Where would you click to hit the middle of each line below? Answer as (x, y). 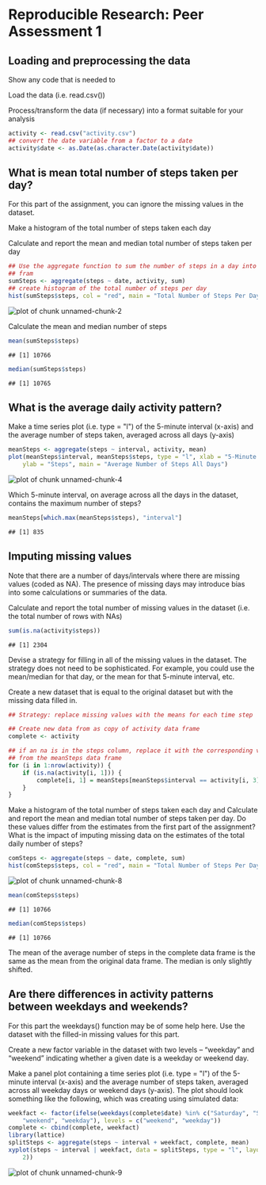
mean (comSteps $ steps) (44, 896)
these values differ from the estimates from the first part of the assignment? (132, 827)
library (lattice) (37, 1135)
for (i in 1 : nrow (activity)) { (60, 765)
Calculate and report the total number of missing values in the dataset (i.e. (129, 607)
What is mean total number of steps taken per (123, 173)
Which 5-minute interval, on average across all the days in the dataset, (123, 495)
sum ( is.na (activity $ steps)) (55, 631)
